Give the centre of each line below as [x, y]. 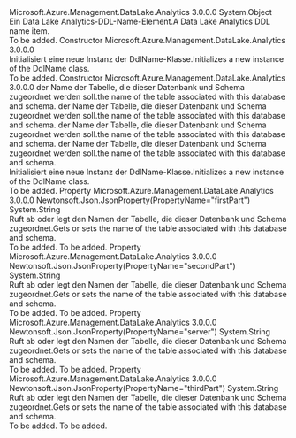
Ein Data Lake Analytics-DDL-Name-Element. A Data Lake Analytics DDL [140, 21]
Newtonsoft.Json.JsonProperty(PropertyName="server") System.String [140, 332]
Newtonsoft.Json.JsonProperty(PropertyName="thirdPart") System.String [144, 388]
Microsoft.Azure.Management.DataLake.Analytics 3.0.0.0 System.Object [140, 12]
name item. [30, 31]
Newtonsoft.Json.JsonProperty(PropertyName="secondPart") [122, 266]
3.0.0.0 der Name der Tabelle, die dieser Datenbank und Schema [127, 87]
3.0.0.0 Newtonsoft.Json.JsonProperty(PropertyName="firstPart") [130, 200]
